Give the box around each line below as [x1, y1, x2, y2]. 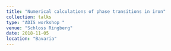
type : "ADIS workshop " [6, 19, 65, 25]
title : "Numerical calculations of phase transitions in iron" [6, 8, 166, 15]
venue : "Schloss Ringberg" [6, 25, 73, 31]
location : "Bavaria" [6, 36, 58, 42]
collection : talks [6, 14, 52, 20]
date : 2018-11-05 [6, 30, 49, 36]
